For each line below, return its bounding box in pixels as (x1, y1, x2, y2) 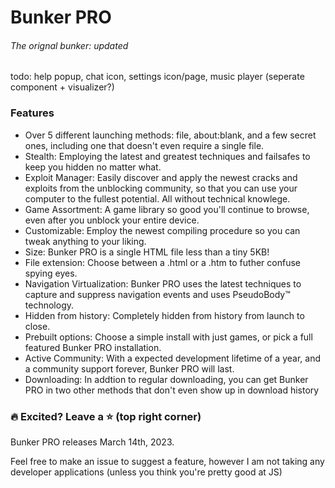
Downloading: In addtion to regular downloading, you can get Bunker (24, 373, 309, 385)
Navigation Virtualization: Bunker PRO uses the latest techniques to (24, 277, 302, 290)
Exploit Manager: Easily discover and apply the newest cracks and (24, 171, 298, 183)
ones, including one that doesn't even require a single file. (24, 139, 265, 151)
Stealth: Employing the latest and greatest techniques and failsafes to (24, 150, 311, 162)
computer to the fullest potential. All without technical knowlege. (24, 192, 291, 205)
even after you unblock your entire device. (24, 214, 200, 226)
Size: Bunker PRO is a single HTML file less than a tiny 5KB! (24, 246, 270, 258)
